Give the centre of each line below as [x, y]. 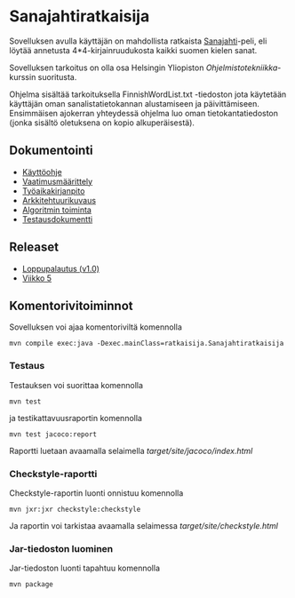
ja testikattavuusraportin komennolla [76, 418]
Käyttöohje [42, 171]
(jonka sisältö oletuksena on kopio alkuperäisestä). [102, 123]
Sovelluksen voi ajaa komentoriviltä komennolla [96, 327]
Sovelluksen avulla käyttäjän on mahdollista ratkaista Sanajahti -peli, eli [138, 41]
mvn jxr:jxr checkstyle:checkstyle [75, 509]
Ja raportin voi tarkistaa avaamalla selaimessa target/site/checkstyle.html [144, 525]
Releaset [34, 247]
